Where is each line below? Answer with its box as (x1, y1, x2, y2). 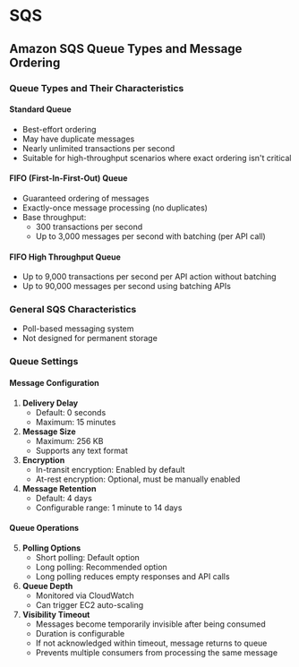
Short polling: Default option (35, 552, 141, 562)
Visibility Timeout (21, 609, 90, 620)
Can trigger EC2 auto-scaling (35, 599, 144, 610)
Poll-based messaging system (21, 323, 134, 334)
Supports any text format (35, 445, 128, 456)
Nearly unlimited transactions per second (21, 142, 175, 153)
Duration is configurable (35, 628, 125, 638)
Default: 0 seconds (35, 406, 107, 417)
